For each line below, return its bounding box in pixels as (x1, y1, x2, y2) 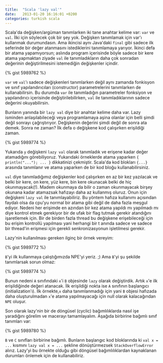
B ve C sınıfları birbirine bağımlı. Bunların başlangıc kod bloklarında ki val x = (5, 337, 159, 343)
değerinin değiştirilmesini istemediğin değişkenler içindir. (5, 60, 119, 66)
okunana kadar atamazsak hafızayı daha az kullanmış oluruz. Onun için (5, 189, 147, 195)
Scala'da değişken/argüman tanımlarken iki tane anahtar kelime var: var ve (5, 30, 155, 36)
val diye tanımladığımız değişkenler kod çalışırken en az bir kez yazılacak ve (5, 174, 158, 180)
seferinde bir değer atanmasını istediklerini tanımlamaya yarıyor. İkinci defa (5, 45, 155, 51)
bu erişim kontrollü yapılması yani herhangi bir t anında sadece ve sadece (5, 220, 152, 226)
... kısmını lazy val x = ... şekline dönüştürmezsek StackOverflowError (5, 343, 154, 348)
